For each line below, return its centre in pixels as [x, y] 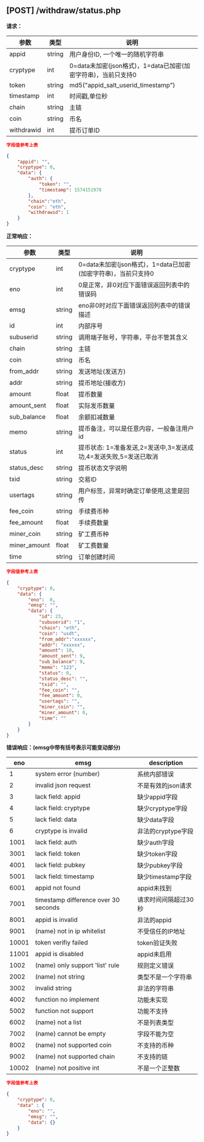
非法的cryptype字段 [165, 831]
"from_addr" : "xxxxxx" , [67, 639]
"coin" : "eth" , [47, 207]
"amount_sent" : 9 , [62, 656]
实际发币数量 [97, 406]
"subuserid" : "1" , [62, 622]
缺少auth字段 [156, 843]
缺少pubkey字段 [160, 865]
